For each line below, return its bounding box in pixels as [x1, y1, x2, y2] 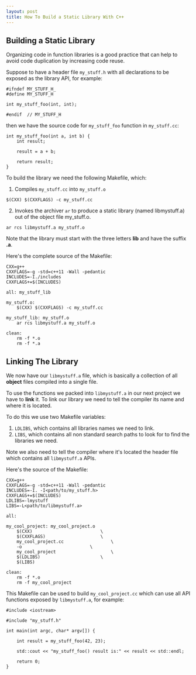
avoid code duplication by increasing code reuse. [6, 57, 125, 64]
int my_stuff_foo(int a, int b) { [6, 133, 91, 139]
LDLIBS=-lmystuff [6, 498, 49, 504]
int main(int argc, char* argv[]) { [6, 628, 95, 634]
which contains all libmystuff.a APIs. [6, 454, 97, 462]
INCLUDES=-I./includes [6, 274, 61, 280]
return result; [16, 159, 54, 165]
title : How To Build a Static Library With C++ [6, 14, 125, 20]
